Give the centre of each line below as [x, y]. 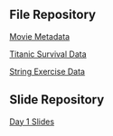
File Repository [53, 15]
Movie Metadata [40, 36]
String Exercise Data [47, 71]
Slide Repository [57, 100]
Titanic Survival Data [48, 54]
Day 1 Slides [32, 122]
